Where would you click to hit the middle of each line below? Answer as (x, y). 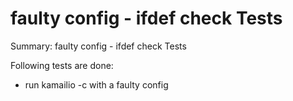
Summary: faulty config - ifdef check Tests (98, 46)
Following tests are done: (62, 65)
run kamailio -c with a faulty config (96, 84)
